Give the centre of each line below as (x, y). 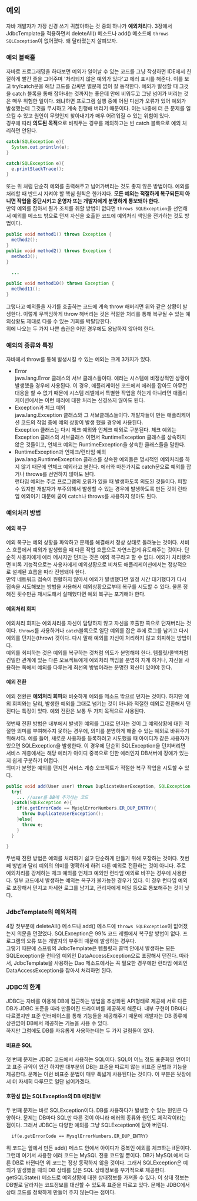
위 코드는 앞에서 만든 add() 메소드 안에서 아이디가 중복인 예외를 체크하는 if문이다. (99, 1148)
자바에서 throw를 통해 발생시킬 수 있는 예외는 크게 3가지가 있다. (79, 360)
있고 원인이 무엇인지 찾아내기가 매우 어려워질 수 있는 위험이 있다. (97, 116)
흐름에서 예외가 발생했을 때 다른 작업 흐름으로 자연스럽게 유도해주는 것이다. (98, 550)
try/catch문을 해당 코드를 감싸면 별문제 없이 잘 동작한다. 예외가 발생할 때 (95, 86)
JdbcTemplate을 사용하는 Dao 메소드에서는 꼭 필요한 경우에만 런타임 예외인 (101, 963)
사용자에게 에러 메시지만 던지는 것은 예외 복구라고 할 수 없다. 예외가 (94, 557)
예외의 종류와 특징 (30, 345)
